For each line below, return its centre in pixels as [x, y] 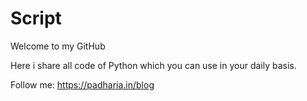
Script [36, 18]
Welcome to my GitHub [58, 46]
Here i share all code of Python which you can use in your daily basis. [153, 65]
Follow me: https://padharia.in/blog [82, 84]
